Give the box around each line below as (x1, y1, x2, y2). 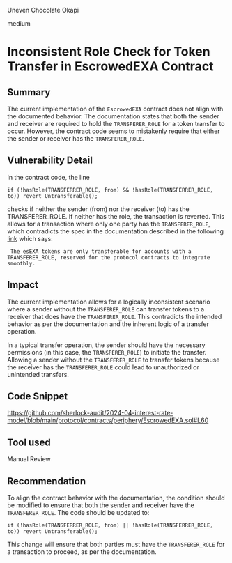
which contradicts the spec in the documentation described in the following (7, 226, 224, 236)
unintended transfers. (7, 370, 70, 378)
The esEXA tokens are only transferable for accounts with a (10, 247, 192, 255)
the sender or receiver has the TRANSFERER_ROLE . (7, 134, 144, 142)
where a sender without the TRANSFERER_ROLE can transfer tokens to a (7, 304, 205, 313)
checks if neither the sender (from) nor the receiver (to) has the (7, 205, 190, 213)
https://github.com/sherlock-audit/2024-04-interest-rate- (7, 409, 173, 417)
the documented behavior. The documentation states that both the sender (7, 112, 219, 121)
